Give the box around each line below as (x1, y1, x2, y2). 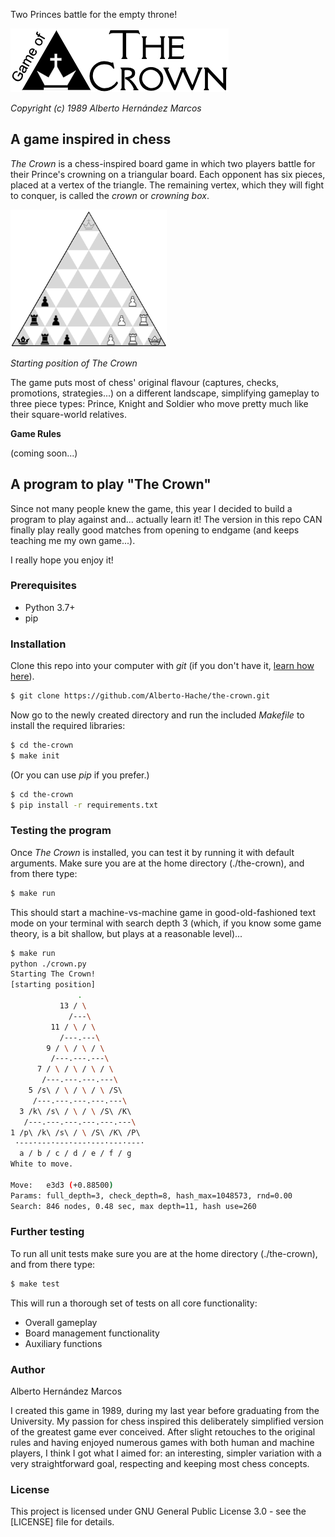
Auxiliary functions (24, 1337, 103, 1349)
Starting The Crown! (10, 969, 97, 979)
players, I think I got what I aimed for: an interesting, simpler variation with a (10, 1447, 322, 1459)
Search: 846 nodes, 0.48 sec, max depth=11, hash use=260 (10, 1201, 257, 1211)
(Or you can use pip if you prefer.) (10, 769, 150, 781)
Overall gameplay (24, 1316, 98, 1328)
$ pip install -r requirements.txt (10, 800, 159, 810)
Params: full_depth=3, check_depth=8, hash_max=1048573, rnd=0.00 (10, 1190, 293, 1201)
